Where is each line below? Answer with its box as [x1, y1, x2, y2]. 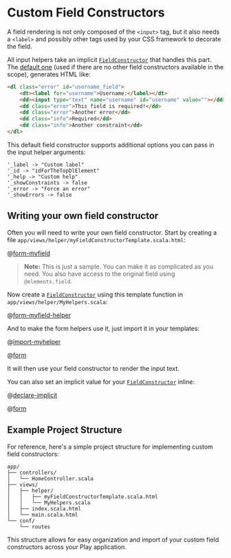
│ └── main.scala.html [7, 511, 78, 518]
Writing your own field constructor [7, 210, 159, 222]
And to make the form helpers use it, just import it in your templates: [7, 324, 200, 332]
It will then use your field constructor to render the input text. [7, 364, 180, 372]
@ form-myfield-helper [7, 311, 71, 319]
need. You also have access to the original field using [23, 270, 175, 278]
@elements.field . [23, 277, 73, 285]
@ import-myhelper [7, 337, 61, 345]
